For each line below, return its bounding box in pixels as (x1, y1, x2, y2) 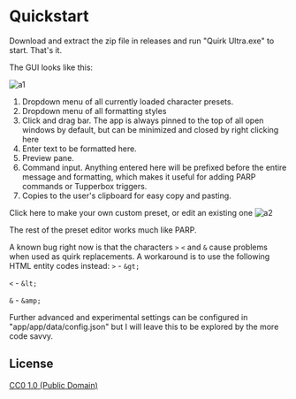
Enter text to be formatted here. (21, 143, 137, 154)
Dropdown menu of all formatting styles (21, 105, 167, 116)
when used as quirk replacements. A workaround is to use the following (9, 250, 270, 262)
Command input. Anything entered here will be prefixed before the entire (21, 162, 287, 173)
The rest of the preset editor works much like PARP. (9, 224, 197, 235)
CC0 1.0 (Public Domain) (9, 380, 99, 390)
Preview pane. (21, 152, 75, 163)
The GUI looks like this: (9, 62, 94, 73)
